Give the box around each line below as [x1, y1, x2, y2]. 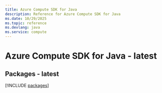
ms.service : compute [5, 30, 47, 34]
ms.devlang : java [5, 25, 40, 30]
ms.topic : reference [5, 20, 47, 26]
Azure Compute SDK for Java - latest [5, 50, 157, 62]
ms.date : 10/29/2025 [5, 16, 47, 21]
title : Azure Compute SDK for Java [5, 7, 77, 12]
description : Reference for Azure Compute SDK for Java [5, 12, 121, 16]
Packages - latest [5, 70, 59, 78]
